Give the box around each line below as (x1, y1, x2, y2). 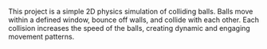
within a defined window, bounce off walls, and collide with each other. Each (8, 15, 260, 24)
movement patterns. (8, 32, 75, 41)
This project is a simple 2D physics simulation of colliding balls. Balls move (8, 7, 253, 16)
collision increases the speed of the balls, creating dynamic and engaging (8, 24, 251, 32)
